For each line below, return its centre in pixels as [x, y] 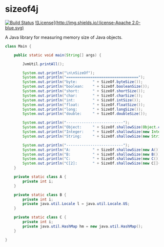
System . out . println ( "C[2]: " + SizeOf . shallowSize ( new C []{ [92, 163]
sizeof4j [22, 9]
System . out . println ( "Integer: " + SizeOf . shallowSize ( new [86, 132]
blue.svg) [15, 27]
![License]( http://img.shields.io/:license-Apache [83, 23]
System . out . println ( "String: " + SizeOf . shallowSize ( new [86, 136]
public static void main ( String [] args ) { [58, 55]
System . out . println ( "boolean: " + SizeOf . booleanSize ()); [86, 87]
